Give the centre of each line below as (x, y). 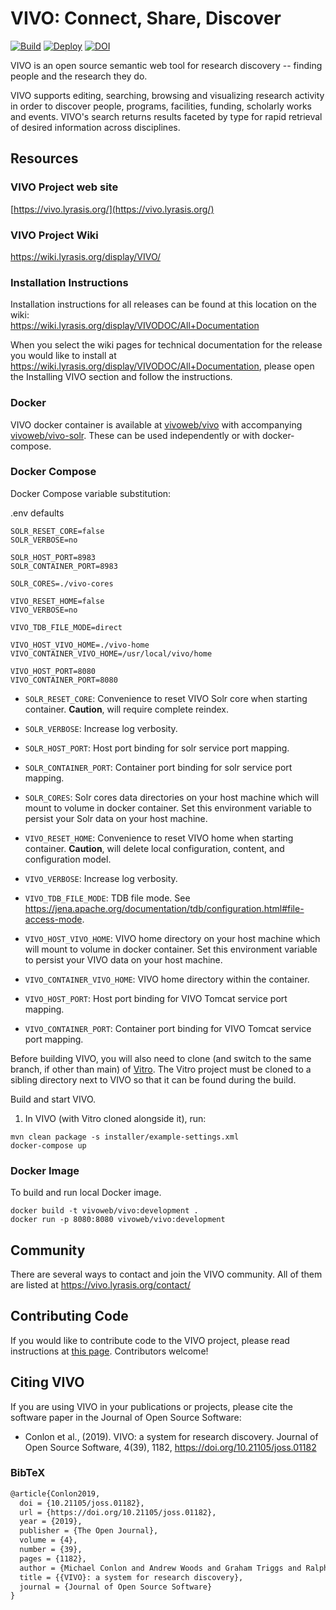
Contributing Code (69, 1316)
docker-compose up (48, 1145)
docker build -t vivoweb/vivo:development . (104, 1211)
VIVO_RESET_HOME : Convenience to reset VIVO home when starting (159, 838)
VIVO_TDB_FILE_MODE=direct (66, 627)
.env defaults (37, 513)
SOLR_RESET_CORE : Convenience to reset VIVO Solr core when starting (166, 698)
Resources (44, 158)
